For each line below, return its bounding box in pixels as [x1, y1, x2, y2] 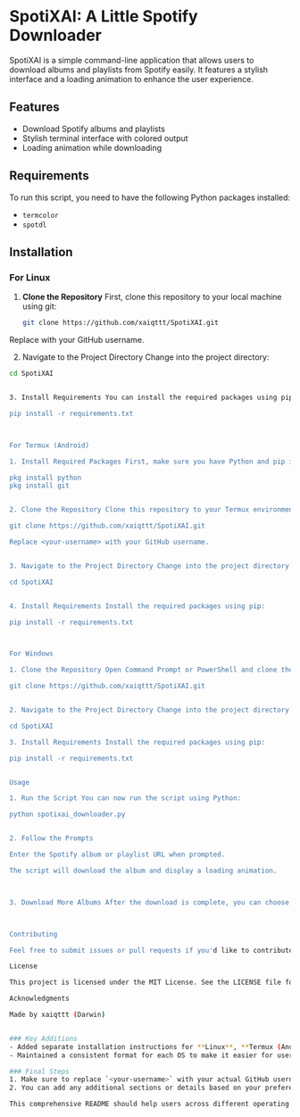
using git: [21, 301, 57, 312]
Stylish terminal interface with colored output [21, 132, 189, 144]
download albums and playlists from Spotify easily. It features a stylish [9, 64, 269, 75]
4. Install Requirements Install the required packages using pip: [9, 601, 266, 611]
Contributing [9, 929, 58, 938]
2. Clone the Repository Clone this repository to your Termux [9, 505, 250, 514]
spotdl [21, 221, 47, 229]
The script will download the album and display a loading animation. [9, 866, 278, 875]
